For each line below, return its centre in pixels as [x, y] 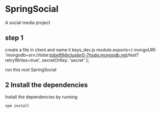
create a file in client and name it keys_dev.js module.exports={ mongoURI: [81, 49]
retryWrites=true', [23, 60]
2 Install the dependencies [47, 85]
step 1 [14, 38]
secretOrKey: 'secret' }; [65, 60]
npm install [17, 106]
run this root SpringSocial [31, 69]
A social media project [28, 23]
